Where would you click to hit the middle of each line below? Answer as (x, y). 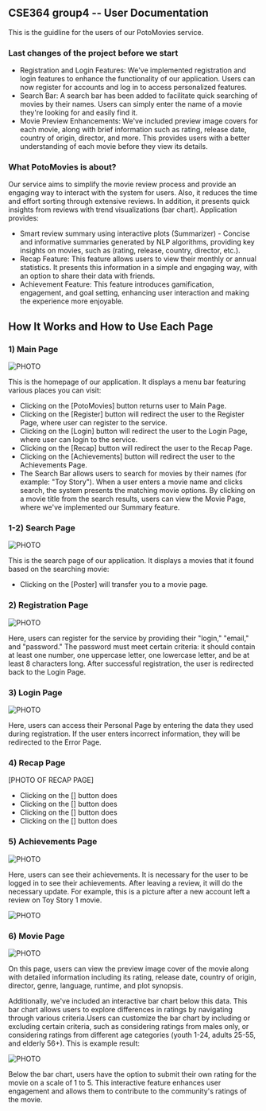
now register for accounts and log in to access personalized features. (133, 88)
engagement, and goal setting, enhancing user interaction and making (135, 293)
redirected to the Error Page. (55, 742)
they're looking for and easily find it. (79, 113)
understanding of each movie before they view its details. (114, 147)
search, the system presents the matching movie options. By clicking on (137, 491)
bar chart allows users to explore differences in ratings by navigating (120, 1009)
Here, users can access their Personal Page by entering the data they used (131, 725)
